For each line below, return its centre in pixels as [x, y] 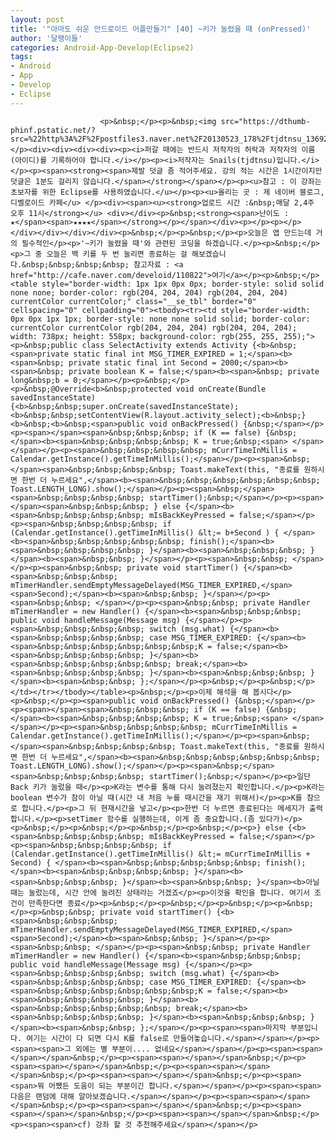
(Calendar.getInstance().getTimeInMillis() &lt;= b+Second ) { [145, 532]
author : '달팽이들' [46, 38]
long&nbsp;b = [40, 380]
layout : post [37, 19]
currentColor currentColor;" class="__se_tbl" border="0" [133, 301]
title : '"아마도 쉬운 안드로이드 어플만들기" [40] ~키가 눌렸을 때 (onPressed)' [161, 29]
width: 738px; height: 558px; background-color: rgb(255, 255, [145, 336]
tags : [21, 57]
